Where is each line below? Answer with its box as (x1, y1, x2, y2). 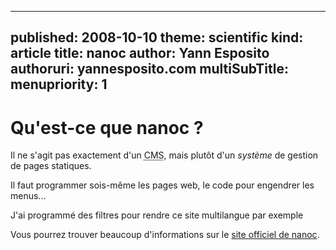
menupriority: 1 (10, 76, 108, 93)
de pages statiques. (10, 160, 92, 172)
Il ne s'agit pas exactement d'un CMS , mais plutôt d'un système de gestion (10, 149, 319, 161)
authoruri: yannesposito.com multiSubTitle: (10, 61, 289, 78)
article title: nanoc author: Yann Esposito (10, 45, 270, 62)
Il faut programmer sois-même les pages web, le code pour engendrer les (10, 179, 315, 191)
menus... (10, 190, 47, 202)
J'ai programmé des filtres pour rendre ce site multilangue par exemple (10, 209, 304, 221)
